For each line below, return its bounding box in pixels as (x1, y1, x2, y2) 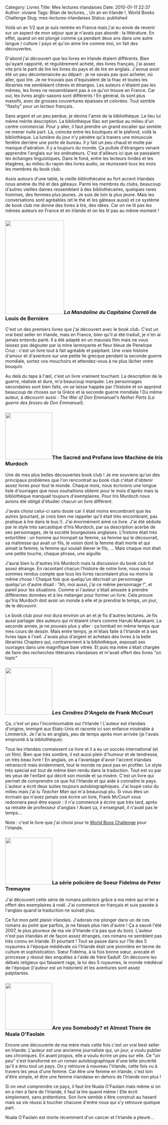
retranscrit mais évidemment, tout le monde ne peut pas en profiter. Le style (5, 762, 162, 768)
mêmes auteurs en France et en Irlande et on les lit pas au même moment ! (5, 207, 159, 213)
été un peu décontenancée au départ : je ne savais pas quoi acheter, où (5, 71, 153, 77)
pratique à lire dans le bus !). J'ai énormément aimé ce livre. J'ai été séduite (5, 518, 161, 524)
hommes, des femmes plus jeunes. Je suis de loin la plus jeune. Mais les (5, 192, 154, 197)
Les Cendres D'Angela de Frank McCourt (52, 709, 153, 716)
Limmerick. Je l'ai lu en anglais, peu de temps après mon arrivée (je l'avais (5, 731, 159, 737)
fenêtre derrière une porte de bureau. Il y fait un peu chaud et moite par (5, 139, 153, 145)
